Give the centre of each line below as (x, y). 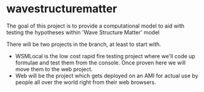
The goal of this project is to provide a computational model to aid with (96, 26)
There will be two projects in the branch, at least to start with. (84, 44)
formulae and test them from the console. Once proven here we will (100, 63)
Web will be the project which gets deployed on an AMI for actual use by (107, 75)
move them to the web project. (54, 69)
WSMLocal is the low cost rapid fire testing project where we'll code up (105, 56)
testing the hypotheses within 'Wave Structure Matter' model (83, 32)
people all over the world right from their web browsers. (85, 82)
